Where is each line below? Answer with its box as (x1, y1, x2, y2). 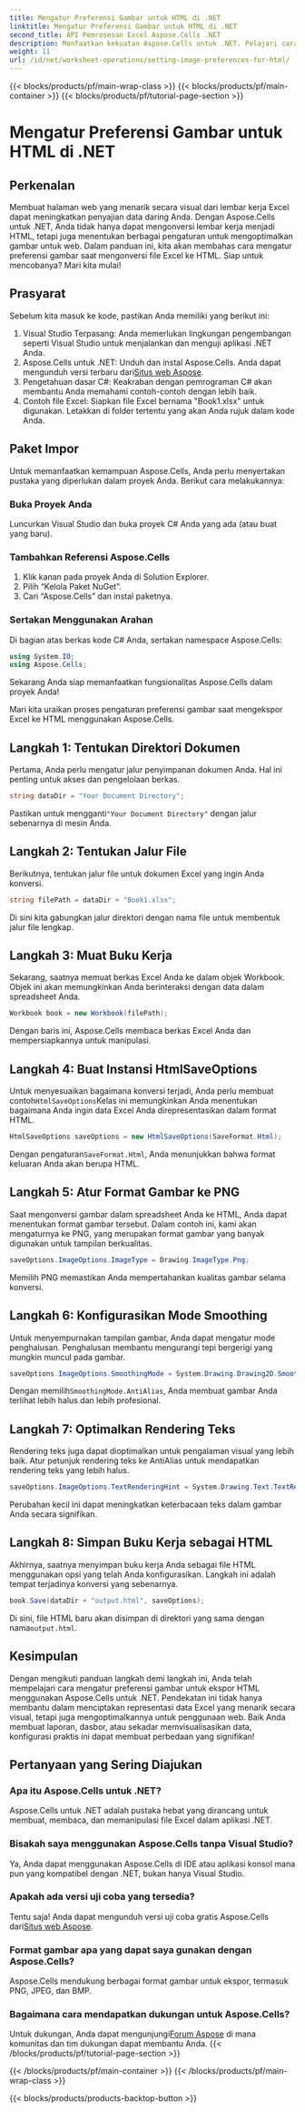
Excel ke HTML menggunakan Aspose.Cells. (9, 713, 175, 724)
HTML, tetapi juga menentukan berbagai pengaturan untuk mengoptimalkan (9, 231, 293, 241)
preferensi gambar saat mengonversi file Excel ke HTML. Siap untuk (9, 250, 264, 260)
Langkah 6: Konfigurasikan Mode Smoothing (9, 1308, 268, 1324)
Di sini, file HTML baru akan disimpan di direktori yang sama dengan (9, 1612, 265, 1623)
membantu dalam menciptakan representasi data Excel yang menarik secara (9, 1702, 296, 1713)
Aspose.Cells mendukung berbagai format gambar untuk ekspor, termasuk (9, 1976, 289, 1986)
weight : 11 (9, 47, 51, 56)
